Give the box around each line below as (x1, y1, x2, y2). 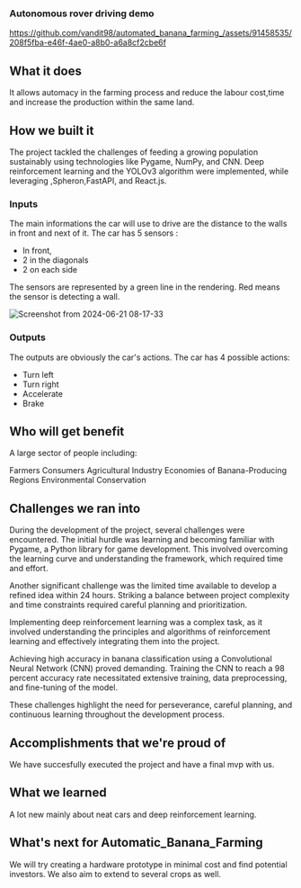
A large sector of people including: (9, 448, 137, 459)
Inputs (9, 197, 39, 210)
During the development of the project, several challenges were (9, 525, 245, 535)
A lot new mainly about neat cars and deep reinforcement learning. (9, 809, 257, 820)
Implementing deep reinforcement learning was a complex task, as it (9, 617, 263, 628)
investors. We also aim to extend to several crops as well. (9, 868, 222, 879)
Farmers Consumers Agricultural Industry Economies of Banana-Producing (9, 465, 288, 476)
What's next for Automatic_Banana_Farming (9, 835, 263, 850)
